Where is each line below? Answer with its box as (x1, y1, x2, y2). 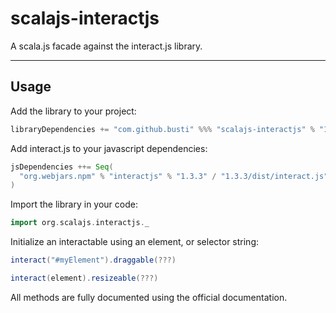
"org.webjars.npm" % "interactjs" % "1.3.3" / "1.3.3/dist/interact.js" (19, 171, 329, 181)
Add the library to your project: (10, 105, 137, 117)
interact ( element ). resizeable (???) (10, 273, 159, 283)
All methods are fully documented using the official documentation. (10, 291, 288, 303)
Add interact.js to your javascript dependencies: (10, 142, 208, 154)
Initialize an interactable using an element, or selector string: (10, 236, 259, 248)
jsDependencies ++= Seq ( (10, 162, 114, 172)
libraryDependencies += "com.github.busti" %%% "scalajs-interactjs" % (10, 124, 315, 134)
